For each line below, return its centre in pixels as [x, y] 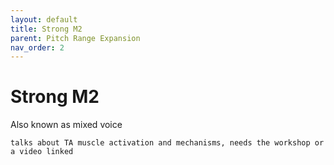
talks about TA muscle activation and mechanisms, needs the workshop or [167, 143]
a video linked [42, 152]
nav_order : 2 [37, 47]
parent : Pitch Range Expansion [75, 38]
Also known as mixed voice [66, 125]
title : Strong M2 [46, 29]
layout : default [44, 19]
